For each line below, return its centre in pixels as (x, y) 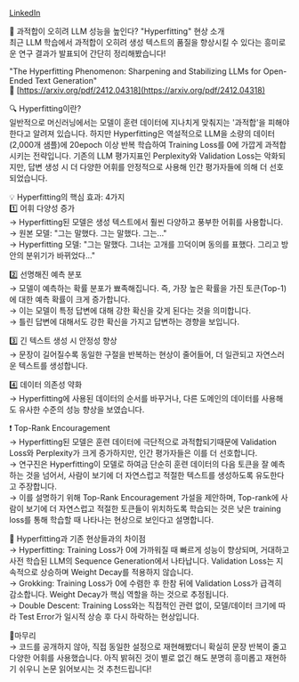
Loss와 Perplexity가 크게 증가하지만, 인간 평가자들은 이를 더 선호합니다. (133, 453)
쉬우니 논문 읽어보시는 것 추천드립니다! (85, 669)
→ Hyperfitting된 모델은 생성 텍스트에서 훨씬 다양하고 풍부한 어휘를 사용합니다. (146, 222)
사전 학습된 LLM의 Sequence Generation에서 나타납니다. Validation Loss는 (141, 561)
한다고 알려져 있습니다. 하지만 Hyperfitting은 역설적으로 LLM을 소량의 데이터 (142, 134)
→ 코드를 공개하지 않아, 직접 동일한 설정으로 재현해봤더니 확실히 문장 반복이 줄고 (148, 646)
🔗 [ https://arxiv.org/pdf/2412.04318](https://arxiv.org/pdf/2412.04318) (137, 90)
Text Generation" (66, 81)
